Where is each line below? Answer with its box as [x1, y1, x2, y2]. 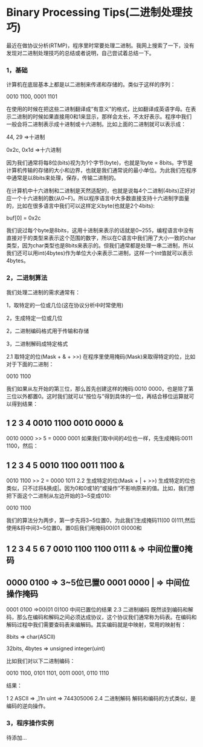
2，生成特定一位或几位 [6, 314, 63, 321]
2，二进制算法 [6, 273, 48, 282]
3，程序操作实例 [6, 719, 54, 728]
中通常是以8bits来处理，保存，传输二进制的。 [6, 174, 120, 181]
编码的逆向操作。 [6, 702, 49, 709]
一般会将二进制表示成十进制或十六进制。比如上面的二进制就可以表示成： [6, 120, 186, 128]
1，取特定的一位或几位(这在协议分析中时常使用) [6, 301, 124, 308]
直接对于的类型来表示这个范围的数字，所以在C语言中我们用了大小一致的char [6, 234, 196, 242]
